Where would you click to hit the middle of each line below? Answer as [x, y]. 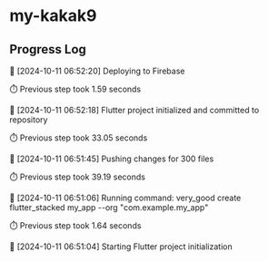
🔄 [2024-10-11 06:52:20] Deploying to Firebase [97, 71]
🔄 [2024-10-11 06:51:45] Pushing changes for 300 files [112, 159]
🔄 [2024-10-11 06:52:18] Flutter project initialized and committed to [134, 110]
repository [29, 120]
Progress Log [48, 49]
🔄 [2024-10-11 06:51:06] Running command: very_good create [125, 198]
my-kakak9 [53, 16]
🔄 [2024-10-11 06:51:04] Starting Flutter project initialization [121, 246]
